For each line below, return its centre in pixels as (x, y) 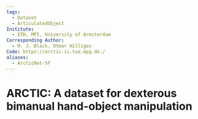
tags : (13, 12)
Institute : (20, 29)
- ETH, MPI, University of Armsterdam (62, 35)
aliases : (17, 57)
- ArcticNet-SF (31, 63)
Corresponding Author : (35, 40)
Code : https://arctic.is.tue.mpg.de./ (56, 52)
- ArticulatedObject (38, 23)
